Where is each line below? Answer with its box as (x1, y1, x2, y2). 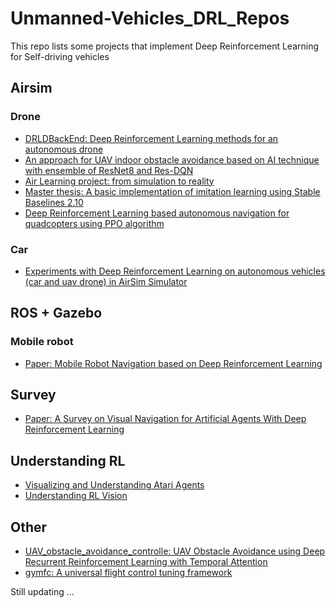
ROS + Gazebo (10, 305, 103, 322)
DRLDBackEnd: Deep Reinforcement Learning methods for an (24, 132, 279, 144)
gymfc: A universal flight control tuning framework (24, 567, 233, 579)
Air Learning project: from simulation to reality (24, 175, 215, 187)
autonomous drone (24, 143, 104, 155)
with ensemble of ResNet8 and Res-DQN (24, 164, 194, 176)
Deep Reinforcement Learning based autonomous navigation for (24, 207, 290, 219)
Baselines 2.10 (24, 196, 84, 208)
